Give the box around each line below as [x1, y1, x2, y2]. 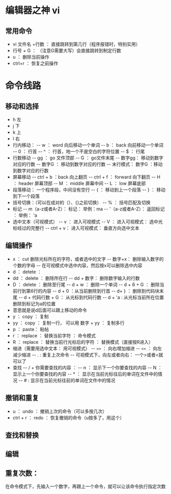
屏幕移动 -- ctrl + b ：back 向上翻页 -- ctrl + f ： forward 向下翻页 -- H [12, 174, 160, 180]
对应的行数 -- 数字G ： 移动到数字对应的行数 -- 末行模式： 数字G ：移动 [12, 161, 163, 167]
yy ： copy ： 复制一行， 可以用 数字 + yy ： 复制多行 [12, 320, 125, 326]
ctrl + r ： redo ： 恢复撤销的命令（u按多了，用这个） [12, 414, 125, 420]
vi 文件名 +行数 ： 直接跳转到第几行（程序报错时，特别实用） [12, 41, 141, 47]
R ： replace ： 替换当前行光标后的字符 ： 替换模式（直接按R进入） [12, 339, 154, 345]
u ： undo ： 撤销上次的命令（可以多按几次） [12, 408, 107, 414]
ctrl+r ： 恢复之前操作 [12, 60, 59, 66]
